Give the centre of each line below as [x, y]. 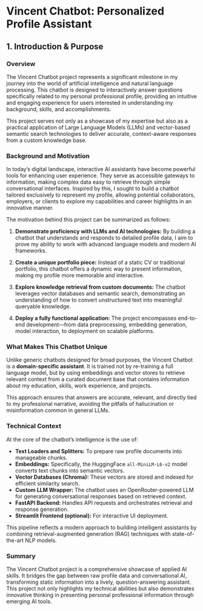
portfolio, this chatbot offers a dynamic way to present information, [99, 269]
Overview [21, 64]
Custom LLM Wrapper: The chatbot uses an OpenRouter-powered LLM [104, 490]
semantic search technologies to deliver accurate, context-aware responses [101, 133]
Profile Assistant [49, 24]
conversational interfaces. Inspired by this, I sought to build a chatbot [93, 189]
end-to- [188, 318]
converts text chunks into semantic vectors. [70, 470]
